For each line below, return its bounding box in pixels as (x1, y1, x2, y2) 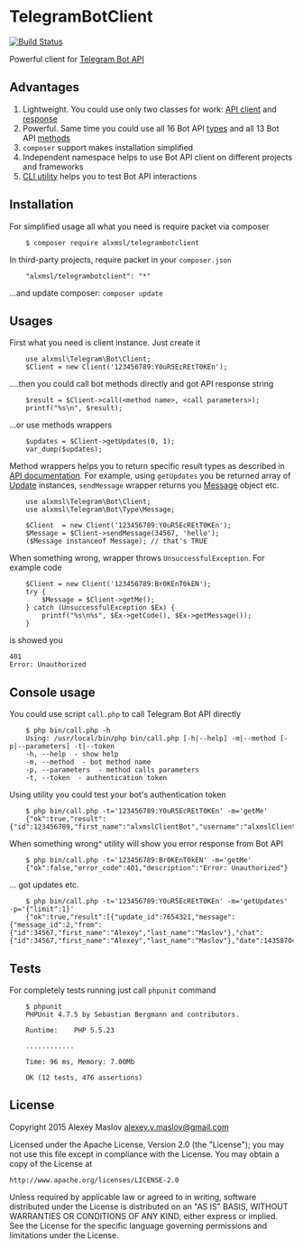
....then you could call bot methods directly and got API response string (9, 379, 274, 390)
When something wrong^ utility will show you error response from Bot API (9, 839, 284, 849)
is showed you (9, 635, 63, 646)
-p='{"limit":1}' (9, 904, 75, 914)
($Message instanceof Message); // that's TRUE (25, 537, 207, 546)
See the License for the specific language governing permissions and (9, 1220, 268, 1231)
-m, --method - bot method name (25, 757, 151, 767)
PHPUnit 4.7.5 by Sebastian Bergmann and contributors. (25, 1010, 241, 1019)
